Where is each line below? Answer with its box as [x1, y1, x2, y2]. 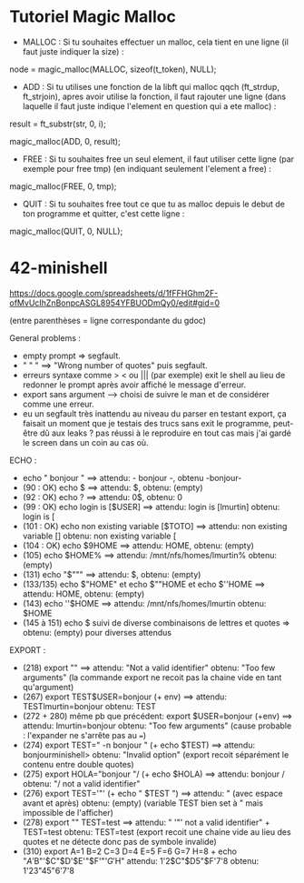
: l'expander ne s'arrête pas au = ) [22, 729, 147, 740]
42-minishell [9, 257, 108, 278]
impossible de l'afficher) [22, 807, 113, 818]
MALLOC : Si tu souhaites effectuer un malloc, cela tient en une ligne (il [22, 36, 289, 47]
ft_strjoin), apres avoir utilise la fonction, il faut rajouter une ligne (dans [22, 91, 287, 102]
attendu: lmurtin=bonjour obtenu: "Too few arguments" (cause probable [22, 720, 292, 731]
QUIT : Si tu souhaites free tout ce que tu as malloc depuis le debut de [22, 198, 286, 209]
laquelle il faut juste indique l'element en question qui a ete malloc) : [22, 100, 277, 111]
